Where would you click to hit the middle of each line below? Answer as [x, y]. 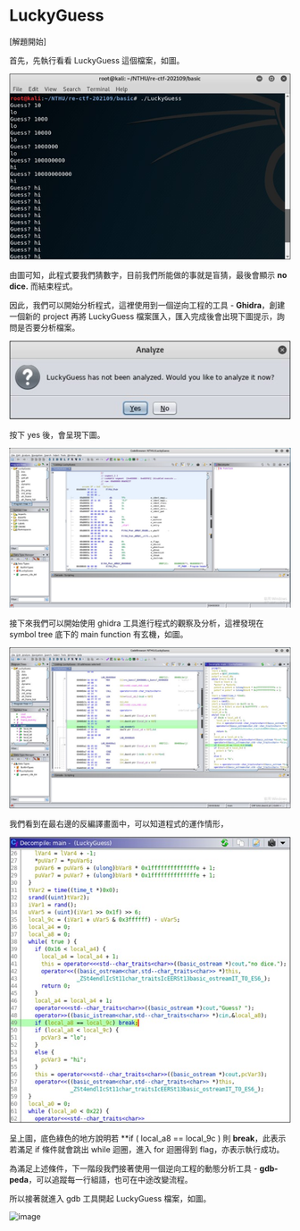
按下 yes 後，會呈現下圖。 [57, 435]
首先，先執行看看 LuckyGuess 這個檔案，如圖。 [97, 60]
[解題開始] [28, 41]
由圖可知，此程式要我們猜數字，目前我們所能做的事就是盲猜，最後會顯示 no [148, 274]
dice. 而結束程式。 [43, 286]
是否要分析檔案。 [48, 327]
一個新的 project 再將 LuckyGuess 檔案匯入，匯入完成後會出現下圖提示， [143, 316]
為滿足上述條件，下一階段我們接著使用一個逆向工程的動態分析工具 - [133, 1168]
